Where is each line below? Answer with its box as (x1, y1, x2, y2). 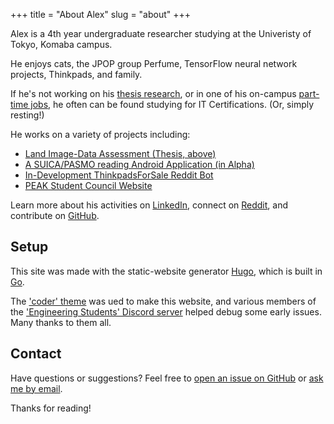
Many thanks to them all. (10, 316, 112, 328)
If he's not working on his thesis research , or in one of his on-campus (10, 88, 297, 99)
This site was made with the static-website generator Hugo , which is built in (10, 265, 323, 277)
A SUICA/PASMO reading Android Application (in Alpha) (24, 159, 255, 170)
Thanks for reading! (10, 402, 92, 414)
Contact (10, 345, 62, 363)
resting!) (10, 109, 45, 121)
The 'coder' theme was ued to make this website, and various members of (10, 295, 317, 307)
